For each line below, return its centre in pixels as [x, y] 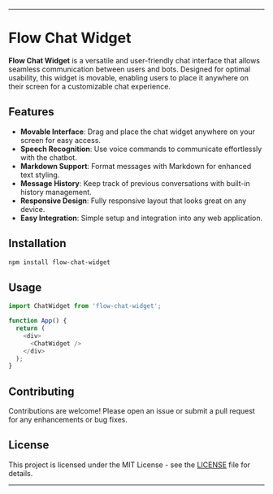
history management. [56, 192]
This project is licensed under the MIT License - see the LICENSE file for [129, 465]
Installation [37, 243]
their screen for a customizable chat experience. [89, 86]
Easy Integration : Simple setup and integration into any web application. [141, 218]
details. [21, 473]
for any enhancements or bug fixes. [68, 420]
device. [32, 209]
